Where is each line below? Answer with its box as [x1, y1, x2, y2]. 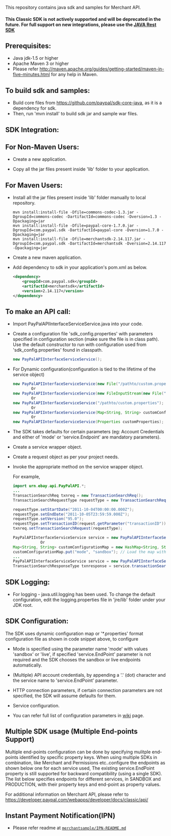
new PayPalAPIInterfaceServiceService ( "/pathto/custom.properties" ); [12, 400, 164, 405]
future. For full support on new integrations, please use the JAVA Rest [5, 21, 157, 28]
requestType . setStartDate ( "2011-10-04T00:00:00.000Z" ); [12, 507, 134, 512]
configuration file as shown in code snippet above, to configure [5, 635, 139, 642]
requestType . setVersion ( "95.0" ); [12, 517, 84, 522]
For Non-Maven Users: [5, 143, 80, 151]
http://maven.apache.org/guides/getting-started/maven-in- [39, 66, 164, 72]
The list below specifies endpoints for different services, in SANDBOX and [5, 776, 161, 782]
